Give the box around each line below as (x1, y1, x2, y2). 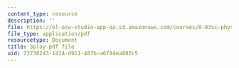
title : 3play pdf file (7, 43, 75, 50)
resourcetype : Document (7, 37, 78, 44)
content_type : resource (7, 10, 78, 18)
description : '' (7, 17, 55, 24)
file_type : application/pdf (7, 30, 91, 38)
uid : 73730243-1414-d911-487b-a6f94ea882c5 (7, 50, 139, 57)
